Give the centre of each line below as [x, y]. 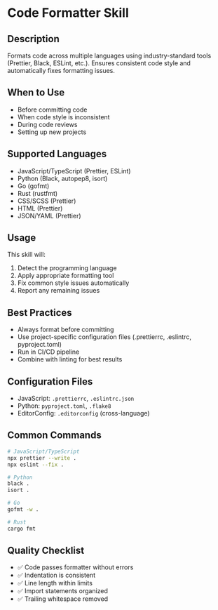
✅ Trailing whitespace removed [63, 599]
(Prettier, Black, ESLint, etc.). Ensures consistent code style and [99, 63]
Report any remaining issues [59, 291]
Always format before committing [66, 330]
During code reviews [47, 124]
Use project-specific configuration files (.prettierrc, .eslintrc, [104, 337]
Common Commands [54, 436]
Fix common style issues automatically [73, 283]
